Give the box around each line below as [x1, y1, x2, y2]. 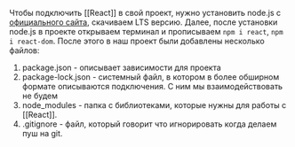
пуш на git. [21, 128, 63, 138]
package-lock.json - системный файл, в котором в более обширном [21, 72, 280, 82]
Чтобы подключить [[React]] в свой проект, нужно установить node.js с [9, 8, 282, 18]
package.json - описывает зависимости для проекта [21, 62, 222, 73]
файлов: [9, 45, 40, 56]
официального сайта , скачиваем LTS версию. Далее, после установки [9, 17, 278, 27]
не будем [21, 90, 59, 101]
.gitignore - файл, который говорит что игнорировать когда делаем [21, 119, 277, 129]
